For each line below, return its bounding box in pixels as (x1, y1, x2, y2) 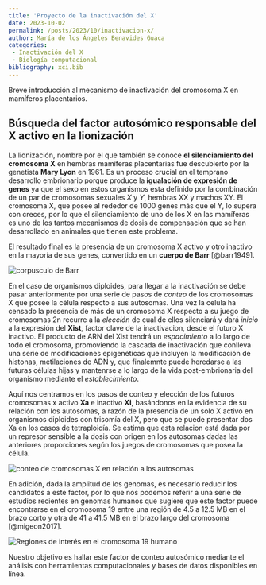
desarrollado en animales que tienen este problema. (8, 226, 179, 235)
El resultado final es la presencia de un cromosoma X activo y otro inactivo (8, 242, 253, 251)
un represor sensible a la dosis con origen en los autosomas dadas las (8, 431, 238, 441)
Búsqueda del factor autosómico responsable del (8, 117, 256, 130)
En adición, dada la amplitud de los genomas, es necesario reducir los (8, 478, 237, 489)
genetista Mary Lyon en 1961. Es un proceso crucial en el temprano (8, 167, 229, 176)
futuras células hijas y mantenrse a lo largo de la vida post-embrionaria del (8, 365, 253, 374)
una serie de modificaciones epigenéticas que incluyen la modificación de (8, 348, 252, 358)
